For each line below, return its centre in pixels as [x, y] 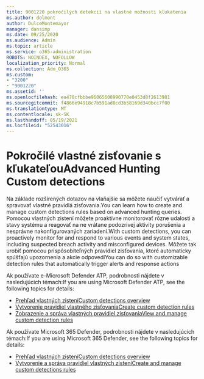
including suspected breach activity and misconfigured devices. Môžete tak [101, 245]
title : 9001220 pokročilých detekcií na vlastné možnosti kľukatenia [97, 12]
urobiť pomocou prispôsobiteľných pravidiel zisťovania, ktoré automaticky [99, 251]
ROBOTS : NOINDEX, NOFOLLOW [40, 57]
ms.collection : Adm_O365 [38, 69]
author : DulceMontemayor [38, 23]
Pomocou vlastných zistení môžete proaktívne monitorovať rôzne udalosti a [101, 218]
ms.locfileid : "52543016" [39, 126]
